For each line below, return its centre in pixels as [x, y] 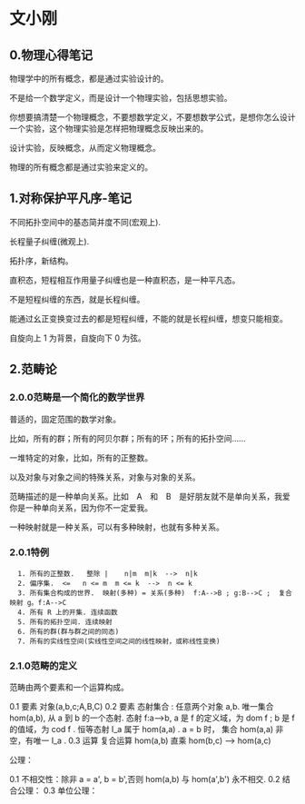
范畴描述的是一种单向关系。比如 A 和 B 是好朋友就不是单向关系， [142, 496]
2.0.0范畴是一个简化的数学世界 [77, 398]
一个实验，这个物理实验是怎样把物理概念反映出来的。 [109, 129]
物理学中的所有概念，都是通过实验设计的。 [89, 79]
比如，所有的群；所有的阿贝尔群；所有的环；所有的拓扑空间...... [128, 438]
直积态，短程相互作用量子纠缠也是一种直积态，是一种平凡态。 [125, 280]
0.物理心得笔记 [51, 55]
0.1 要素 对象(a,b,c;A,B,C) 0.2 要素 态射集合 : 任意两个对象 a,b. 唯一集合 [142, 707]
